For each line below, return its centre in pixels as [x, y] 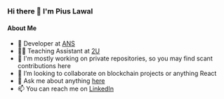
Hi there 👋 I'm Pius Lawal [50, 11]
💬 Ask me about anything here [61, 81]
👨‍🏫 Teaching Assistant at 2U [59, 51]
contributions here [44, 66]
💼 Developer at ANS [46, 44]
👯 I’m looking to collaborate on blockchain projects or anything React [117, 74]
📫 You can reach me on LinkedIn [66, 89]
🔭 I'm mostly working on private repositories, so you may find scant [115, 58]
